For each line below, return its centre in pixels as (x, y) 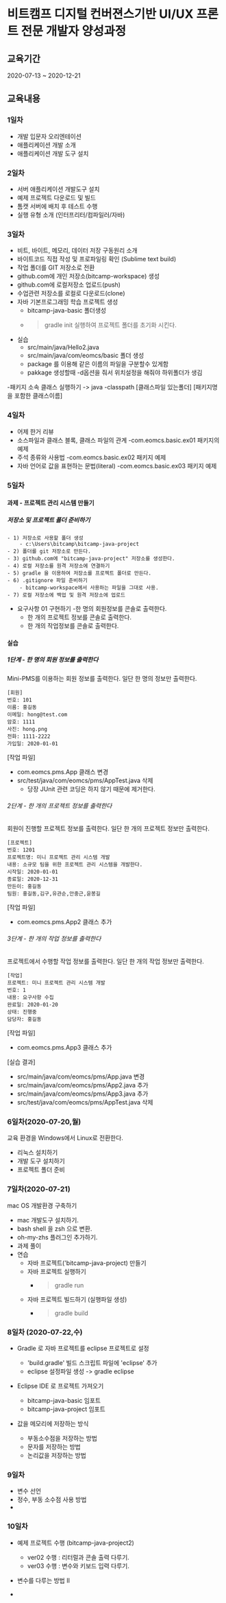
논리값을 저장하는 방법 (57, 1455)
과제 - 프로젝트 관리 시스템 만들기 (51, 503)
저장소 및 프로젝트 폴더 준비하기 (49, 520)
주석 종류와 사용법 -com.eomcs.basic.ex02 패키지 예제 (91, 457)
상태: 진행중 (22, 1012)
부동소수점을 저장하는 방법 (62, 1438)
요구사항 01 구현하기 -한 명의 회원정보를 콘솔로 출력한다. (92, 609)
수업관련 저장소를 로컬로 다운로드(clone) (71, 293)
